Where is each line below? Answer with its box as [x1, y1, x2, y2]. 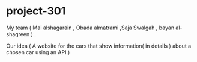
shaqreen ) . [6, 30, 36, 37]
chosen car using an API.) [6, 48, 70, 55]
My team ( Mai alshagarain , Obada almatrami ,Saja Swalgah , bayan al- [6, 24, 183, 31]
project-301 [6, 4, 66, 18]
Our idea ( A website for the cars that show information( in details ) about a [6, 42, 192, 49]
